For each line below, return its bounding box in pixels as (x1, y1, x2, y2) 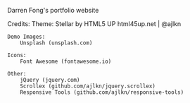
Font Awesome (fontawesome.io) (20, 58, 112, 65)
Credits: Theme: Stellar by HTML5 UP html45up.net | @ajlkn (7, 20, 182, 28)
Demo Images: (7, 33, 46, 40)
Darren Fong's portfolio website (7, 6, 99, 14)
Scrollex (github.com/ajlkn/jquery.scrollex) (20, 83, 156, 90)
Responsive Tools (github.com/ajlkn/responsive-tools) (20, 89, 184, 96)
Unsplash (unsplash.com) (20, 40, 93, 47)
